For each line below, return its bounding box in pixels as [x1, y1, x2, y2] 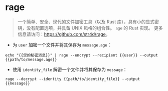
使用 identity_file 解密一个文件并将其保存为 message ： [12, 66, 127, 72]
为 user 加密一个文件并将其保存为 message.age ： [12, 41, 112, 47]
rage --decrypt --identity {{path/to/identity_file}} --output [5, 76, 140, 81]
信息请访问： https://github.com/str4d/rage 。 [17, 31, 110, 37]
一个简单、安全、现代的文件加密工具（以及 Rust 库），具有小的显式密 [17, 18, 159, 24]
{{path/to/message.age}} [5, 57, 57, 62]
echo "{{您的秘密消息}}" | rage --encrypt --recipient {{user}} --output [5, 52, 158, 57]
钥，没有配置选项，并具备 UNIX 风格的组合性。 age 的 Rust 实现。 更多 [17, 24, 163, 31]
